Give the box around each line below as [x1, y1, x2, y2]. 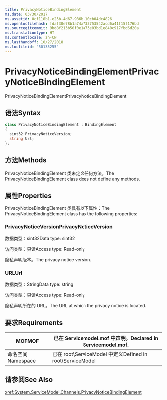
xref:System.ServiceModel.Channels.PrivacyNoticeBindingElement [5, 389, 142, 395]
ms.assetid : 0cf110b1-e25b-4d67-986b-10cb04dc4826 [5, 16, 112, 21]
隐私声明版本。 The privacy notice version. [5, 256, 92, 262]
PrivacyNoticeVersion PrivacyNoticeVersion [5, 223, 113, 230]
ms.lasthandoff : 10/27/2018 [5, 40, 64, 45]
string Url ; [9, 136, 35, 141]
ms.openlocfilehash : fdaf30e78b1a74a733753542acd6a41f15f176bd [5, 21, 139, 26]
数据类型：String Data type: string [5, 281, 74, 287]
